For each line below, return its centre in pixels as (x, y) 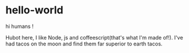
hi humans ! (19, 26)
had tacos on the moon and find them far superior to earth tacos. (84, 44)
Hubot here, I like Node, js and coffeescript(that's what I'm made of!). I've (94, 37)
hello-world (35, 10)
